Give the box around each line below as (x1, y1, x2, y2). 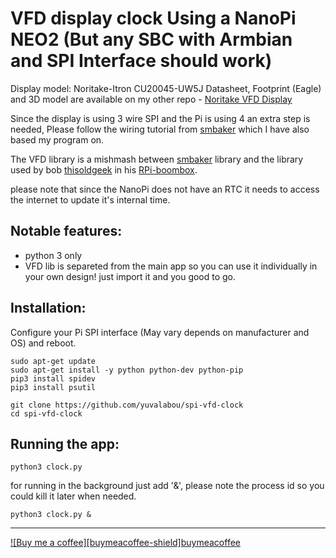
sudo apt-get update (10, 356, 97, 366)
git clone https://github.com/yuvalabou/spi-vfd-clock (10, 400, 244, 410)
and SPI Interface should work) (10, 50, 273, 72)
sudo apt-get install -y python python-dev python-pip (10, 365, 244, 375)
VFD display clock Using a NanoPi (10, 7, 297, 30)
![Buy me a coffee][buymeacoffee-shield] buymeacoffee (10, 537, 241, 549)
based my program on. (10, 133, 105, 146)
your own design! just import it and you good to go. (24, 270, 237, 282)
